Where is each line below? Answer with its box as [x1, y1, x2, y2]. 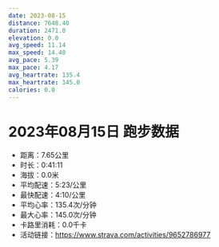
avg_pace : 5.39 [8, 57, 59, 65]
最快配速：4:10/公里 [19, 190, 86, 200]
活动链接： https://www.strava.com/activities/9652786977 [19, 230, 211, 240]
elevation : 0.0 [8, 33, 59, 42]
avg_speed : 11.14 [8, 41, 66, 49]
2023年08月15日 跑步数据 [8, 123, 180, 140]
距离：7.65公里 [19, 151, 70, 160]
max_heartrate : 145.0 [8, 78, 81, 86]
